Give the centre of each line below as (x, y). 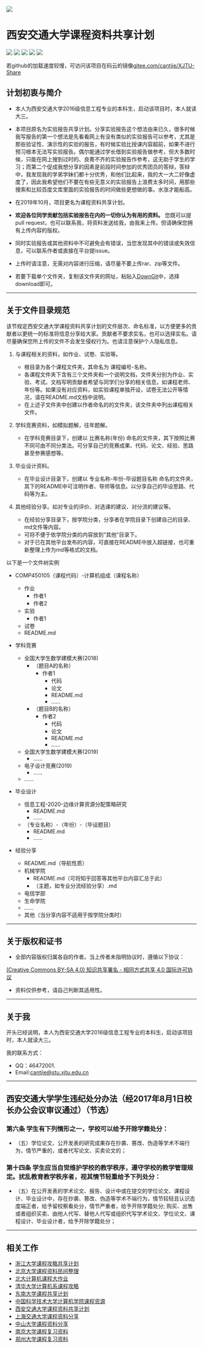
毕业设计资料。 (34, 466)
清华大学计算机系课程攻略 (47, 1286)
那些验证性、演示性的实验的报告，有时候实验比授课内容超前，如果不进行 (105, 144)
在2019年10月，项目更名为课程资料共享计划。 (72, 202)
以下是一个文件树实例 (33, 563)
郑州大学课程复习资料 (41, 1339)
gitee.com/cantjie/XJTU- (164, 65)
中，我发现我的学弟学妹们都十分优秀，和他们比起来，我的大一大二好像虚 (105, 174)
